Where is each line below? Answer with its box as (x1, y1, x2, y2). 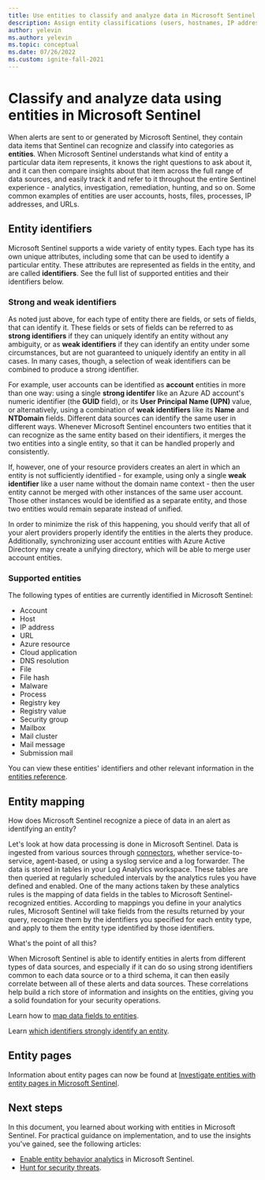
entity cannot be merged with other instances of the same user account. (8, 487, 244, 497)
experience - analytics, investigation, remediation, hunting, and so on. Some (8, 182, 256, 192)
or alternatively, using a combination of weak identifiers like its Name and (8, 405, 249, 414)
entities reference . (8, 772, 68, 782)
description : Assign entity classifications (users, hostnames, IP (8, 19, 235, 27)
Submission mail (19, 749, 73, 758)
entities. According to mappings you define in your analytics (47, 898, 242, 908)
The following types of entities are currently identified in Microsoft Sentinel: (8, 591, 254, 600)
